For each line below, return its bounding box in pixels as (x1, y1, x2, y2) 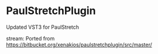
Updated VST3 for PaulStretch (6, 23, 80, 31)
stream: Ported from (6, 35, 55, 42)
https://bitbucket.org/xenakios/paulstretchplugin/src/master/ (6, 41, 152, 48)
